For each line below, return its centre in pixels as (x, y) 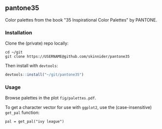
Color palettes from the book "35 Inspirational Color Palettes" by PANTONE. (81, 20)
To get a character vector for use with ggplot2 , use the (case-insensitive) (79, 107)
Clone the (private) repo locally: (37, 43)
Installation (19, 32)
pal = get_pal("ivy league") (35, 122)
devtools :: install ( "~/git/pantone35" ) (44, 75)
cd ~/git (14, 52)
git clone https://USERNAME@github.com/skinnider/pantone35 (68, 57)
